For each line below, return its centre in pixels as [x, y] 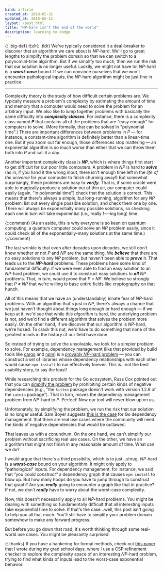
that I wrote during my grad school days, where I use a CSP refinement [76, 549]
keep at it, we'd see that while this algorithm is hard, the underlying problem [81, 314]
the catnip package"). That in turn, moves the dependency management [77, 394]
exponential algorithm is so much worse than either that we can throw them [81, 147]
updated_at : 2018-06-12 [29, 18]
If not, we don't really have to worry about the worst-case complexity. [75, 490]
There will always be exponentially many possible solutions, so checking [77, 208]
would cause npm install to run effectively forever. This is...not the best [77, 365]
